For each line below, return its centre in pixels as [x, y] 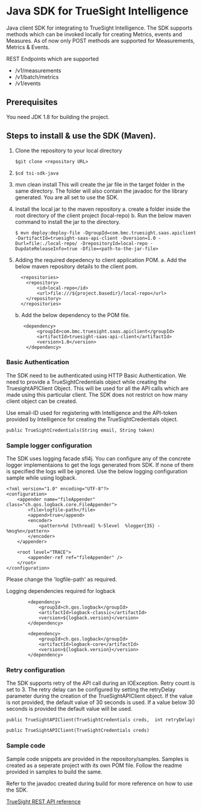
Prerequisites [32, 102]
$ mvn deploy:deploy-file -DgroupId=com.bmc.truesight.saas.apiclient [106, 233]
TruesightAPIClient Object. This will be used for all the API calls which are [97, 388]
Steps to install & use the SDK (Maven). [81, 136]
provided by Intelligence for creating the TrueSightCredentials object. [92, 419]
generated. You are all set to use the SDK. [67, 197]
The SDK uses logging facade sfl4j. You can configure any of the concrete [99, 459]
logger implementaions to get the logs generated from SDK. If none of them [100, 465]
